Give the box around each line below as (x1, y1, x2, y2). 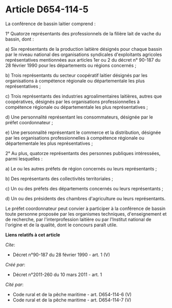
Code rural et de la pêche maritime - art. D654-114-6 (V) (12, 291, 132, 297)
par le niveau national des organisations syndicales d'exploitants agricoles (5, 51, 162, 57)
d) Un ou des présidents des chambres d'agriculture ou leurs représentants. (5, 195, 166, 201)
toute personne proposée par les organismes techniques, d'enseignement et (5, 210, 167, 217)
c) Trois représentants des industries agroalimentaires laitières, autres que (5, 93, 162, 99)
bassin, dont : (5, 36, 34, 42)
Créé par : (5, 261, 26, 267)
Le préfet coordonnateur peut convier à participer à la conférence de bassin (5, 205, 166, 211)
